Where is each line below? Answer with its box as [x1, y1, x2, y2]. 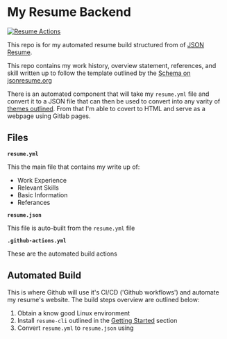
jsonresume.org [7, 76, 52, 84]
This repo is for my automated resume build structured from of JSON [7, 40, 205, 49]
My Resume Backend [7, 4, 132, 20]
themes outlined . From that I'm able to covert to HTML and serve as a [7, 104, 206, 113]
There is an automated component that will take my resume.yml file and [7, 90, 210, 98]
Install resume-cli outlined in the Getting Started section [17, 316, 178, 324]
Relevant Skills [17, 183, 59, 192]
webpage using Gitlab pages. [7, 112, 91, 120]
